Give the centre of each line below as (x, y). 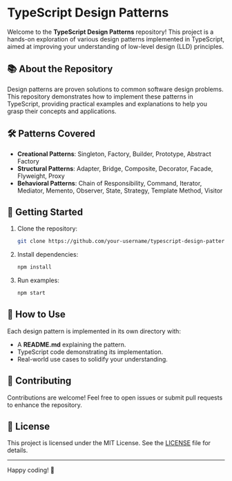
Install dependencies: (48, 255)
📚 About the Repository (60, 69)
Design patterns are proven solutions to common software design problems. (115, 89)
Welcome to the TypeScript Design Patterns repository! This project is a (110, 32)
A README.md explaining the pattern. (71, 344)
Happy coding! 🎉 (31, 470)
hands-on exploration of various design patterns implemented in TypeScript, (116, 39)
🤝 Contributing (39, 381)
